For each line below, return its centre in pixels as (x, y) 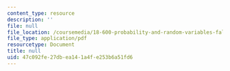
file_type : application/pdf (47, 39)
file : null (23, 26)
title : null (24, 51)
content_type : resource (41, 13)
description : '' (30, 20)
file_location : (29, 32)
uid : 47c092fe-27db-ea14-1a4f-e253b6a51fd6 (70, 57)
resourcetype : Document (41, 45)
